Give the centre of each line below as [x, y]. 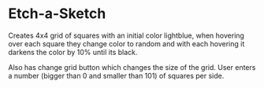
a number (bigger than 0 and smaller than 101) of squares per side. [116, 75]
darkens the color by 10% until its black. [73, 52]
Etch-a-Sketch [57, 14]
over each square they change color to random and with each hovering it [126, 43]
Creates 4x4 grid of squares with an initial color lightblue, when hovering [126, 35]
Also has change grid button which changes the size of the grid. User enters [132, 67]
